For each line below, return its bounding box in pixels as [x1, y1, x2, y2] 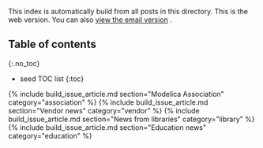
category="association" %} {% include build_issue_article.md [8, 98, 209, 107]
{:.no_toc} [8, 58, 40, 68]
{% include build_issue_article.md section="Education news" [8, 122, 207, 132]
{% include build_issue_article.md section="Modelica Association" [8, 89, 225, 98]
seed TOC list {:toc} [19, 74, 85, 83]
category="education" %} [8, 131, 92, 140]
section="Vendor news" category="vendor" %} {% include [8, 105, 200, 115]
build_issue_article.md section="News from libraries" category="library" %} [8, 114, 255, 124]
